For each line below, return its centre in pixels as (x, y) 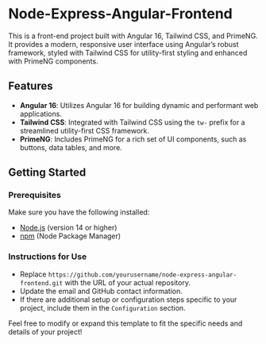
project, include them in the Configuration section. (102, 307)
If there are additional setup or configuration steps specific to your (128, 300)
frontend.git (41, 283)
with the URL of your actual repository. (127, 282)
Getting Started (47, 173)
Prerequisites (35, 195)
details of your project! (45, 331)
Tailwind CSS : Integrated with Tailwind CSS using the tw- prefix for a (132, 122)
